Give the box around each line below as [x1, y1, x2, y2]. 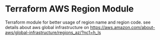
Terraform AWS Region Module [5, 3, 134, 14]
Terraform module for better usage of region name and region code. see [5, 19, 151, 25]
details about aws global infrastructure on [5, 24, 90, 30]
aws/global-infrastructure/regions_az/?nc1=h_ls [5, 29, 101, 35]
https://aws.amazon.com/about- [90, 24, 156, 30]
